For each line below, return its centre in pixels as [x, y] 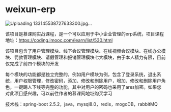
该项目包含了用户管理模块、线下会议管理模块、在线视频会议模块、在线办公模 [85, 51]
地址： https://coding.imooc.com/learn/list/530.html [59, 40]
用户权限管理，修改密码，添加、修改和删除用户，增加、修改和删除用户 [88, 81]
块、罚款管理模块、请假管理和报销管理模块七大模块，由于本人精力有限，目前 [85, 57]
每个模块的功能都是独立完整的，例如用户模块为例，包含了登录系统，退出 [81, 74]
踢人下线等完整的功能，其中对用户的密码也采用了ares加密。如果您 [92, 87]
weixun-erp [31, 9]
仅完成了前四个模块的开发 [32, 63]
